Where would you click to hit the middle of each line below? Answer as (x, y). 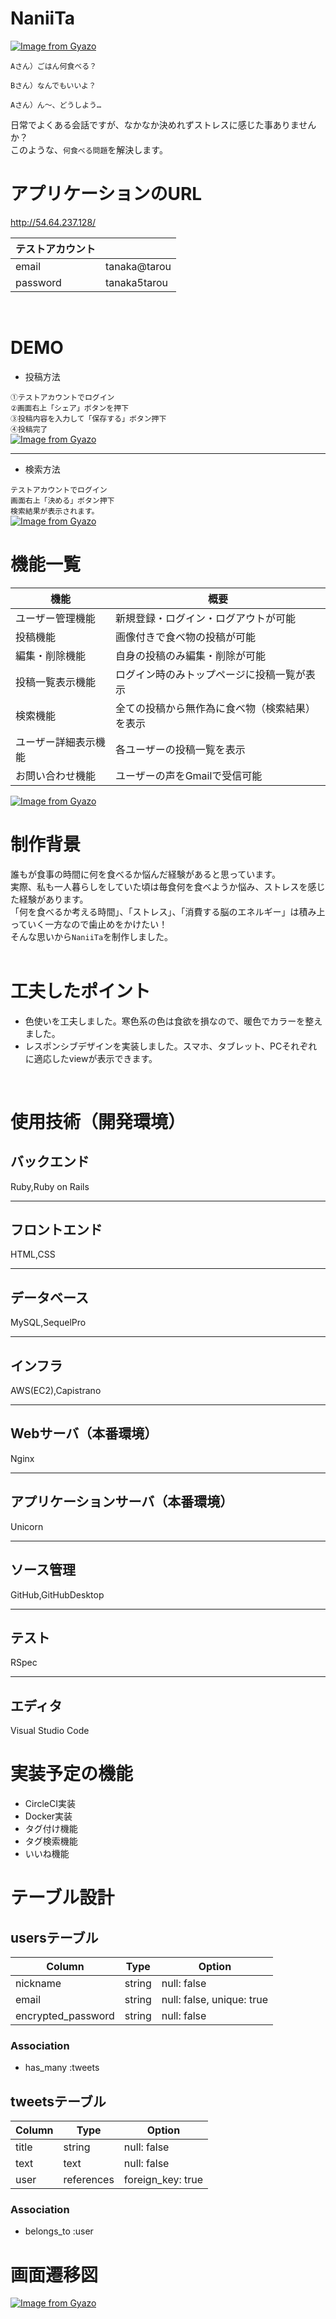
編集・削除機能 (51, 655)
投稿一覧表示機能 (56, 682)
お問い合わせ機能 (56, 775)
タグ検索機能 (51, 1841)
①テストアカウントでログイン (62, 397)
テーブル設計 (62, 1898)
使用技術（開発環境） (98, 1121)
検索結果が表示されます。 (55, 511)
